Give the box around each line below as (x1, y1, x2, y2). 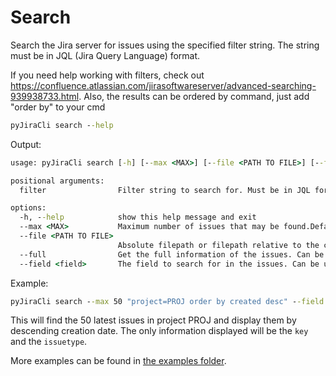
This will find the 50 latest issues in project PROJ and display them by (10, 314, 297, 326)
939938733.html (10, 90, 80, 102)
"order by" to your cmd (10, 101, 106, 113)
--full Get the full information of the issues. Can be (19, 249, 325, 260)
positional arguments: (10, 176, 105, 186)
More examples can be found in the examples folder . (10, 355, 227, 367)
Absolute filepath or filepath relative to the (117, 240, 320, 250)
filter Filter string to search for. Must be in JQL (19, 185, 311, 195)
